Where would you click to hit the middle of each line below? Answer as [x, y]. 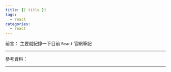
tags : [11, 15]
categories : [18, 24]
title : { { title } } [26, 10]
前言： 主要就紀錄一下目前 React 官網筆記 [49, 44]
